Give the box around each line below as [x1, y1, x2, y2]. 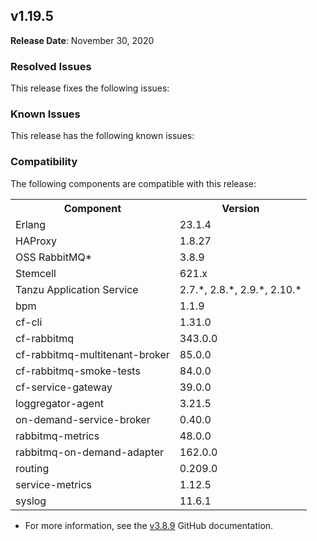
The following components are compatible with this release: [10, 177, 257, 189]
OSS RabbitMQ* [15, 250, 93, 264]
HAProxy [15, 234, 57, 248]
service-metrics [15, 477, 92, 491]
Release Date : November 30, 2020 [10, 34, 155, 46]
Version [221, 201, 260, 215]
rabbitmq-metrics [15, 429, 100, 443]
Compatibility [10, 155, 78, 169]
